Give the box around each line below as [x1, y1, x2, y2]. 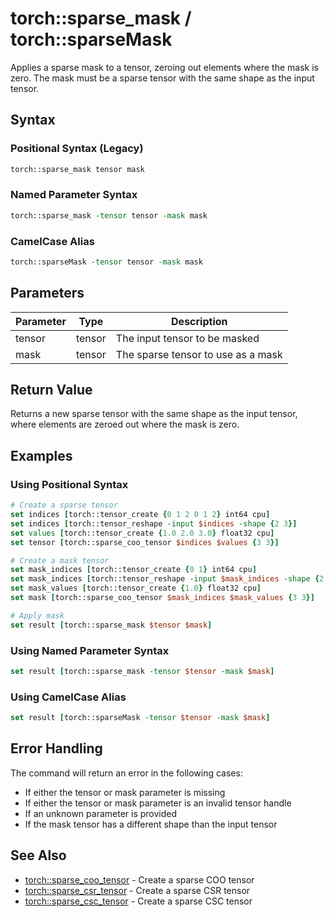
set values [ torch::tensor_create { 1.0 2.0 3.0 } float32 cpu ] [10, 528, 275, 538]
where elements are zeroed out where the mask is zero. [10, 418, 240, 431]
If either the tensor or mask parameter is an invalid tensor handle [24, 797, 292, 809]
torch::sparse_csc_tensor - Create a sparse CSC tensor [24, 895, 253, 907]
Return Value [10, 382, 93, 399]
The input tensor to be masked [115, 331, 260, 345]
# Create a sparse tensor [10, 500, 118, 511]
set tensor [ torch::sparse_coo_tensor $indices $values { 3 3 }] [10, 537, 280, 547]
